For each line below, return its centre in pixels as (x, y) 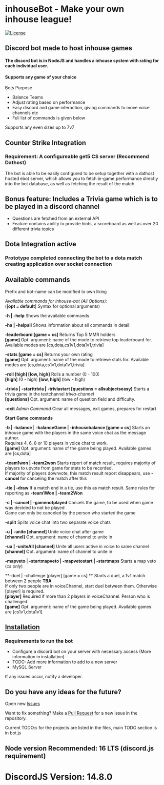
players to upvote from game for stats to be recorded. (59, 468)
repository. (16, 718)
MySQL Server (27, 667)
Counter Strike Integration (46, 143)
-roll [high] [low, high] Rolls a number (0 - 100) (52, 374)
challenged (16, 601)
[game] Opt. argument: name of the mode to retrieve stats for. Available (77, 359)
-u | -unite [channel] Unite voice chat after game (54, 531)
